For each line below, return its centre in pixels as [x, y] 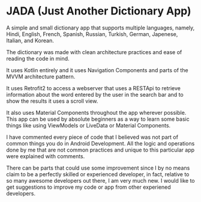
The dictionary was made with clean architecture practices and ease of [94, 52]
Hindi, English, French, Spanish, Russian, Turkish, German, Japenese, [92, 34]
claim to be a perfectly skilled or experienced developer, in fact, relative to [98, 174]
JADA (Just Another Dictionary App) [99, 11]
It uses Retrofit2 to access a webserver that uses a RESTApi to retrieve [94, 88]
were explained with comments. [46, 156]
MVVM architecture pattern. [41, 76]
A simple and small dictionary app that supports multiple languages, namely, [100, 28]
